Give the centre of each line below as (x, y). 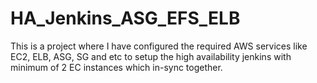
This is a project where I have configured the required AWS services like (159, 46)
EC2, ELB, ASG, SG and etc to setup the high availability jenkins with (151, 56)
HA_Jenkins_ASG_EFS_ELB (125, 18)
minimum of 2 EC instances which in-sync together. (116, 67)
